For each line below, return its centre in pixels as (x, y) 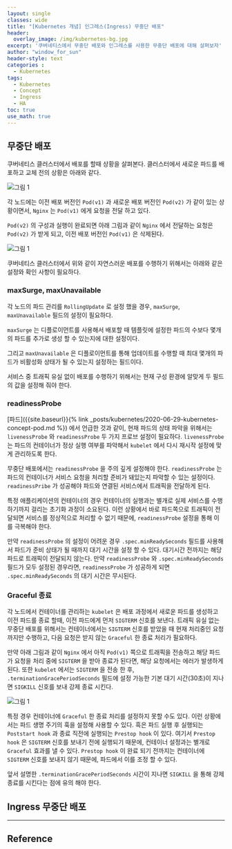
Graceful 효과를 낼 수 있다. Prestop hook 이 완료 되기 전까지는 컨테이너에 (106, 751)
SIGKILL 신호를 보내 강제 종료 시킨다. (64, 687)
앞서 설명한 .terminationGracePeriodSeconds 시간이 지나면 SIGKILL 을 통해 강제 (116, 774)
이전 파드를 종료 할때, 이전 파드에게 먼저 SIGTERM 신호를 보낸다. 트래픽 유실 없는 (113, 620)
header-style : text (35, 59)
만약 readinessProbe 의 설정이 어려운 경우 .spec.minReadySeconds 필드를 (106, 541)
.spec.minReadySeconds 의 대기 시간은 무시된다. (72, 576)
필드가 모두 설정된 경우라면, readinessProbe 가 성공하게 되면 (89, 567)
